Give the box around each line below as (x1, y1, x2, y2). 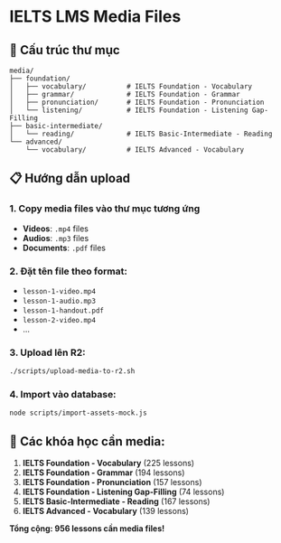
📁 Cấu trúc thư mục (9, 42, 120, 58)
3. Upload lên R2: (9, 346, 86, 359)
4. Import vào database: (9, 389, 117, 401)
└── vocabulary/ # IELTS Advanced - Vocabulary (25, 145, 245, 154)
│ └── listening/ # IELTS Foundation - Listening (9, 106, 248, 115)
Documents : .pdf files (22, 242, 107, 253)
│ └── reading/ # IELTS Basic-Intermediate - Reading (9, 129, 273, 138)
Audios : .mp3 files (22, 232, 89, 243)
